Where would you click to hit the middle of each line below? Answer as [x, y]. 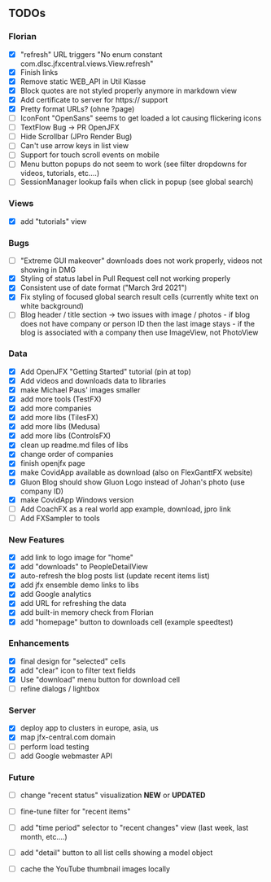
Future [22, 777]
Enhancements [39, 643]
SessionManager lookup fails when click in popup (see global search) [137, 182]
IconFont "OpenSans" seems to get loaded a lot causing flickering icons [141, 118]
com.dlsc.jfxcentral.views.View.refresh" [87, 64]
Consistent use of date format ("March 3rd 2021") [103, 287]
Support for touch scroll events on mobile [90, 155]
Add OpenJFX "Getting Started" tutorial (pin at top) [105, 371]
